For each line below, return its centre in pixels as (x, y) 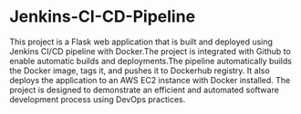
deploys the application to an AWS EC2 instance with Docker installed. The (150, 80)
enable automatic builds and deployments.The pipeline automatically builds (150, 61)
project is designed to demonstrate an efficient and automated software (145, 90)
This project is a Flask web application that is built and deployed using (141, 42)
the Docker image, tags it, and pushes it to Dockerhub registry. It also (140, 71)
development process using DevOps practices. (98, 99)
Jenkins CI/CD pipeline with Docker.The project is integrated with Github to (150, 51)
